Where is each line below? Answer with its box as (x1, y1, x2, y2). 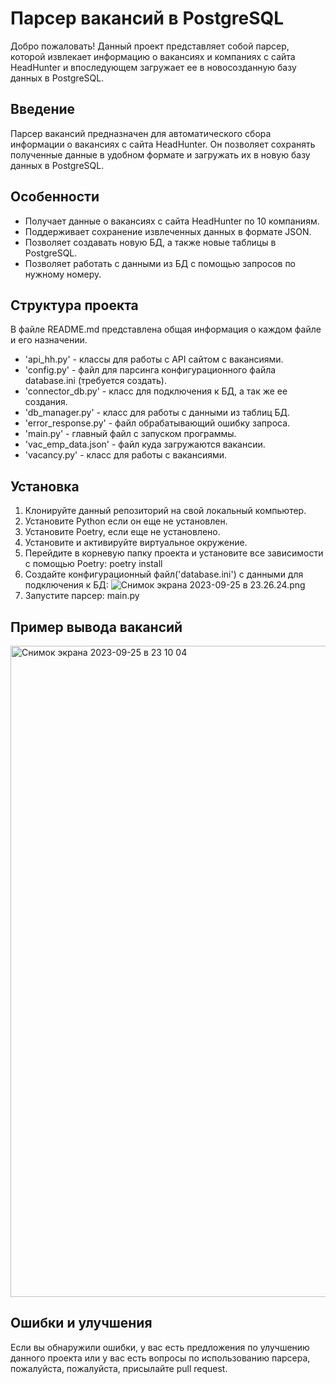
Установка (10, 478, 80, 495)
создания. (24, 396, 68, 408)
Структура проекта (10, 297, 139, 314)
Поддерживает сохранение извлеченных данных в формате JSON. (24, 225, 312, 237)
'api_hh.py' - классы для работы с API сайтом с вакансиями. (24, 353, 284, 366)
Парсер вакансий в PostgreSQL (10, 7, 285, 30)
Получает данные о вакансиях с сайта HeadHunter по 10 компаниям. (24, 215, 320, 227)
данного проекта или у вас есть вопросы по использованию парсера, (10, 1352, 311, 1364)
